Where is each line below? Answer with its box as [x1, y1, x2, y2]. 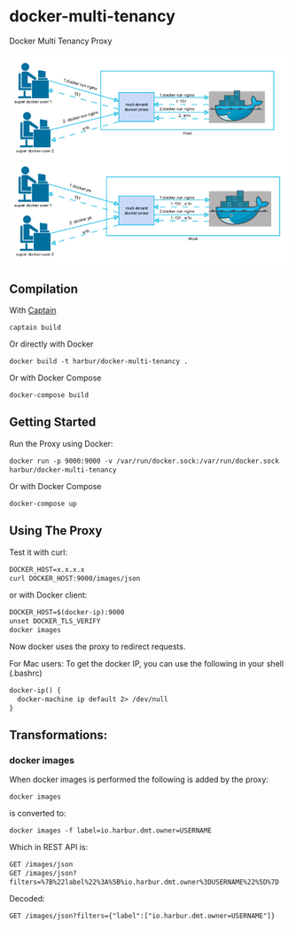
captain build [9, 323, 62, 332]
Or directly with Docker [9, 339, 94, 349]
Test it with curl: [9, 547, 68, 558]
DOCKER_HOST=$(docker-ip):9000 [9, 607, 125, 617]
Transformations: [9, 727, 108, 742]
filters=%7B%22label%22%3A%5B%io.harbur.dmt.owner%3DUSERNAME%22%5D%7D [9, 878, 279, 887]
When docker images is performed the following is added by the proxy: [9, 774, 269, 785]
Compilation [9, 281, 78, 296]
